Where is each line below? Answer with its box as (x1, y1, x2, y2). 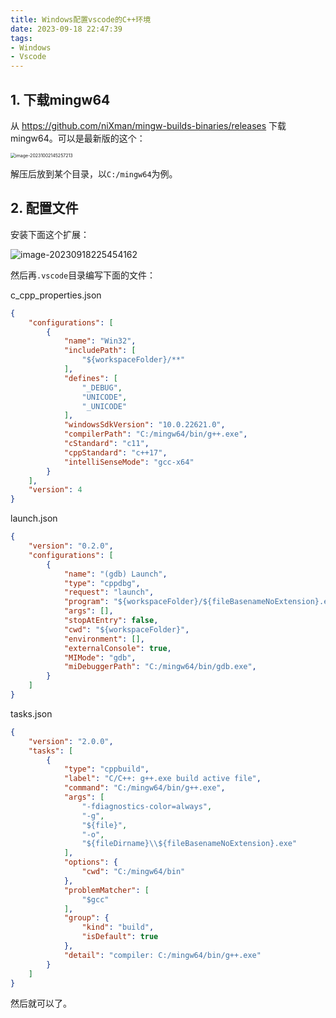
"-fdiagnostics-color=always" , (81, 801, 213, 811)
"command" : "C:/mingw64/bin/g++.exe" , (63, 783, 226, 793)
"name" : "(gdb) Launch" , (63, 569, 168, 579)
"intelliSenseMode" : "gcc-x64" (63, 457, 195, 467)
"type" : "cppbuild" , (63, 764, 150, 775)
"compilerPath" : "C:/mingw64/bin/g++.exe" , (63, 429, 248, 440)
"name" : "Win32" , (63, 336, 137, 346)
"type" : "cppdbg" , (63, 578, 141, 588)
